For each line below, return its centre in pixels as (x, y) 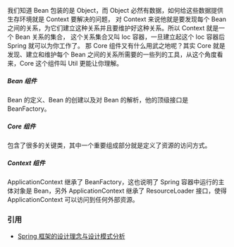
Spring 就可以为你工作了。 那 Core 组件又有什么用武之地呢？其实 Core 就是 (116, 46)
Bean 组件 (22, 80)
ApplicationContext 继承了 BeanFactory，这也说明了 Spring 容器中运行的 (113, 181)
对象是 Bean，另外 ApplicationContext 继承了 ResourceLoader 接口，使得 (120, 191)
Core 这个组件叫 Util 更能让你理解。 (71, 63)
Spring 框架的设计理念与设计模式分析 (71, 236)
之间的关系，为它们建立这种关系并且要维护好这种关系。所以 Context (106, 28)
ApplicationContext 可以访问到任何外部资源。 (73, 199)
